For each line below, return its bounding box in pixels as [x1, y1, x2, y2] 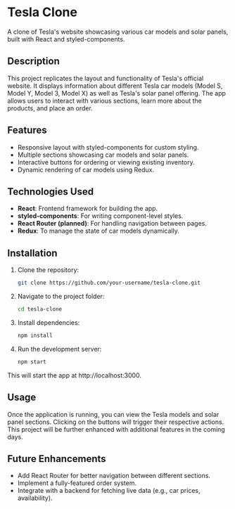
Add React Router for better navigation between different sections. [17, 472, 211, 480]
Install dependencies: [17, 318, 80, 327]
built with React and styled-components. [7, 34, 125, 43]
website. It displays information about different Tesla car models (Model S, [7, 82, 223, 90]
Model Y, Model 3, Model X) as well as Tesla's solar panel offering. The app [7, 89, 227, 97]
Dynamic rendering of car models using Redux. [17, 165, 155, 174]
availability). [17, 494, 53, 503]
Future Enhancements [7, 453, 107, 465]
